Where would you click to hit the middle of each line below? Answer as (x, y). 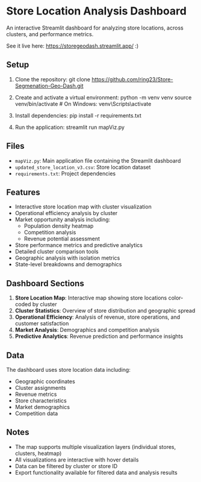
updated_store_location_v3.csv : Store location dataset (83, 167)
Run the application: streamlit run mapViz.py (70, 127)
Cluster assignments (40, 388)
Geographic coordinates (45, 381)
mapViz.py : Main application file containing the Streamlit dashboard (98, 160)
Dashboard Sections (45, 283)
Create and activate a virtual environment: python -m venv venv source (103, 97)
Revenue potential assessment (62, 239)
